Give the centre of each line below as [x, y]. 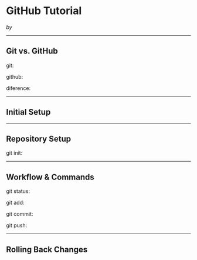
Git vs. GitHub [32, 51]
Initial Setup [28, 112]
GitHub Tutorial [44, 11]
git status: [18, 191]
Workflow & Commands [50, 177]
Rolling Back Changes [47, 249]
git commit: [20, 214]
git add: [15, 203]
